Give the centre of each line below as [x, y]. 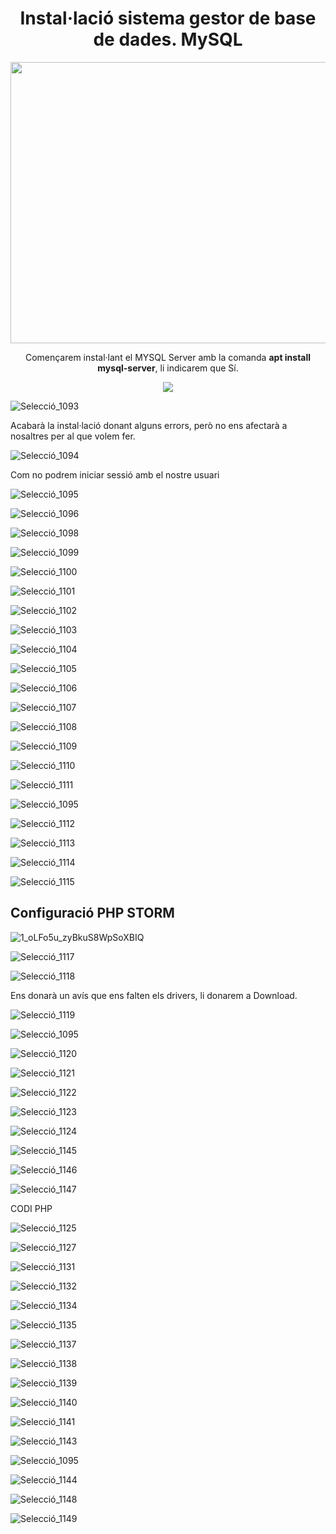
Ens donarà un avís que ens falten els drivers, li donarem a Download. [154, 995]
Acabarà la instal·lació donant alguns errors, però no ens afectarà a [149, 425]
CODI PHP [31, 1208]
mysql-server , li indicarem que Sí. [168, 368]
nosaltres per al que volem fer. [73, 436]
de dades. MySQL [168, 39]
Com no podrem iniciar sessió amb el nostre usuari [115, 474]
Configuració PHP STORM [92, 913]
